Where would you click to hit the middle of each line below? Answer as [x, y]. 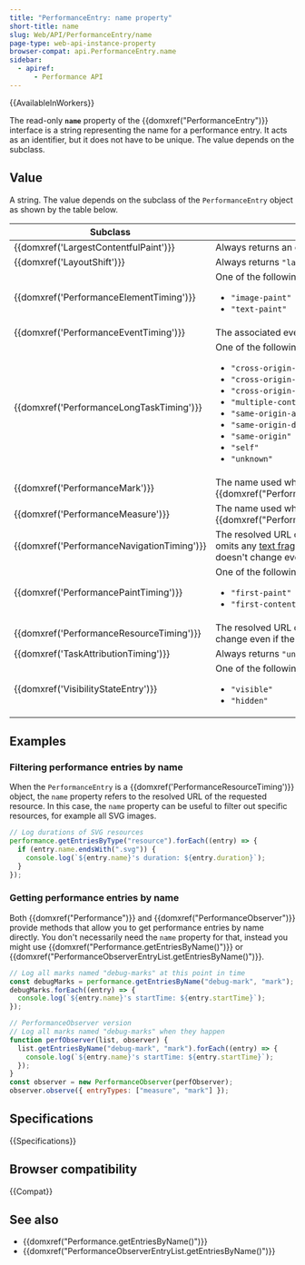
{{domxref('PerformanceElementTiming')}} [105, 297]
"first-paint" [261, 593]
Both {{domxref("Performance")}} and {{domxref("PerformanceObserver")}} [152, 917]
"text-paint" [259, 309]
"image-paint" [261, 297]
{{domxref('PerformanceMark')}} [84, 488]
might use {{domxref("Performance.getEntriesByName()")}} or [126, 946]
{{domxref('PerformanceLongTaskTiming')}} [108, 407]
